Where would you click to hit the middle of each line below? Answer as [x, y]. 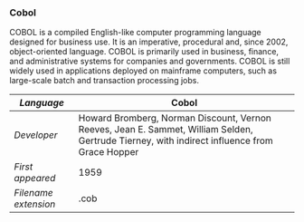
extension [35, 204]
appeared [35, 179]
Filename [33, 193]
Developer [36, 135]
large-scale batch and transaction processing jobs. [104, 81]
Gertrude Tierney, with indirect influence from [176, 140]
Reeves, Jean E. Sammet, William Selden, [166, 130]
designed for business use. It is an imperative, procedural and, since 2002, [149, 42]
